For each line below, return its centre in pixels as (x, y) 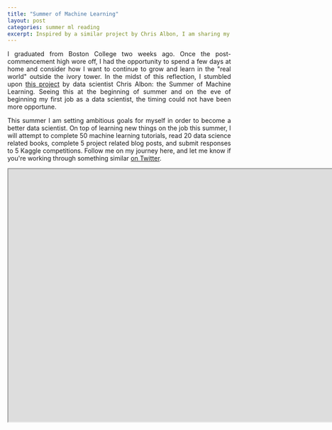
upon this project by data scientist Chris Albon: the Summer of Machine (119, 84)
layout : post (27, 21)
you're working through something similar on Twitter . (84, 158)
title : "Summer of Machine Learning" (63, 14)
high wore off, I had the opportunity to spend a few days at (144, 62)
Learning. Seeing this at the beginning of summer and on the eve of (119, 92)
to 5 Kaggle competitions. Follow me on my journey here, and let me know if (119, 151)
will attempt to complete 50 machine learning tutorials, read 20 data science (119, 136)
